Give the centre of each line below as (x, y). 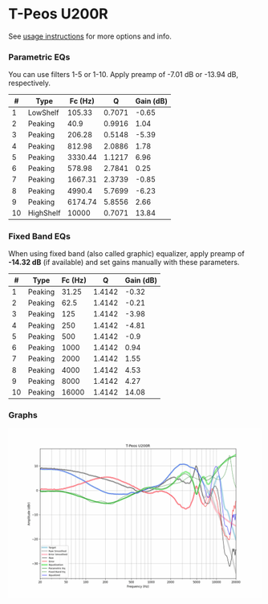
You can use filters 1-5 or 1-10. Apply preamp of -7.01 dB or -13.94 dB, (124, 75)
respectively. (29, 83)
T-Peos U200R (58, 14)
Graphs (23, 415)
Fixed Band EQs (39, 236)
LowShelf (43, 112)
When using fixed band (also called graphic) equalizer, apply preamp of (126, 254)
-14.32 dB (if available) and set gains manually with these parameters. (124, 263)
